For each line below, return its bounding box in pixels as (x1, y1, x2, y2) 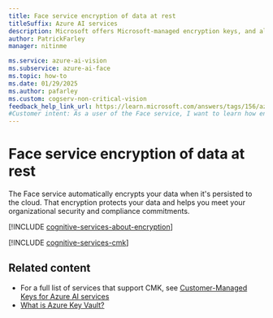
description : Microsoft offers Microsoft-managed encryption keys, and (8, 27, 256, 35)
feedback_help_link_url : (8, 102, 93, 111)
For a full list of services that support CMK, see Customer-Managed (19, 282, 248, 293)
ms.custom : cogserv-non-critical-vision (8, 94, 148, 102)
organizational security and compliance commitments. (8, 207, 190, 216)
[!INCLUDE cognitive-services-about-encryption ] (8, 222, 173, 232)
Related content (8, 261, 91, 275)
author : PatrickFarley (8, 34, 85, 43)
